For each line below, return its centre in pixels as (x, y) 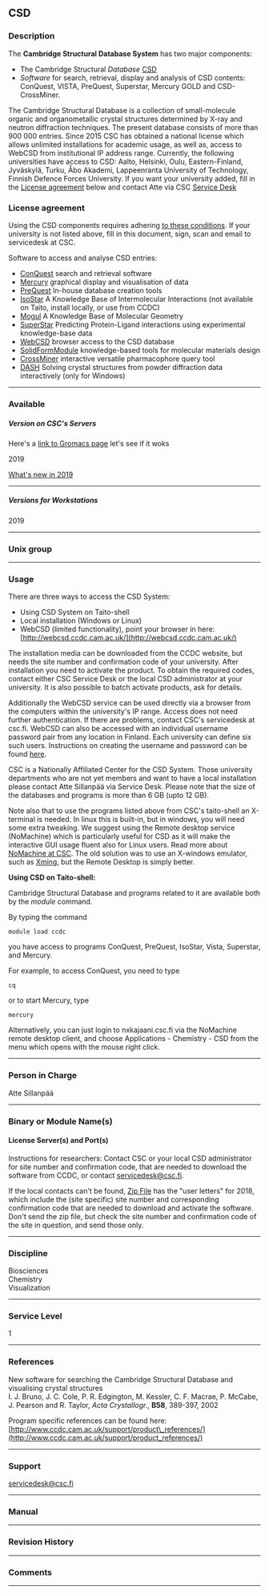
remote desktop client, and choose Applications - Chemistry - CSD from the (133, 1039)
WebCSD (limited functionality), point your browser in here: (117, 629)
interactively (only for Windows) (72, 376)
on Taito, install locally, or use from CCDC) (90, 307)
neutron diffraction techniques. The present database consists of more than (133, 127)
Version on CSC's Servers (52, 423)
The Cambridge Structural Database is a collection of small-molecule (122, 110)
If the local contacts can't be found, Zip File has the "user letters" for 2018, (131, 1190)
